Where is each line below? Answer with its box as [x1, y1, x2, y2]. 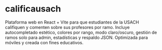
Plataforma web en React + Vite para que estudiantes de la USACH [5, 19, 140, 25]
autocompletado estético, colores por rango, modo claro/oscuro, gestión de [5, 29, 157, 35]
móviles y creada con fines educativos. [5, 39, 84, 45]
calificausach [5, 3, 61, 14]
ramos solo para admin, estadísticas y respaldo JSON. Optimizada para [5, 35, 148, 40]
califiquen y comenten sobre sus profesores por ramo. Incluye [5, 24, 130, 30]
